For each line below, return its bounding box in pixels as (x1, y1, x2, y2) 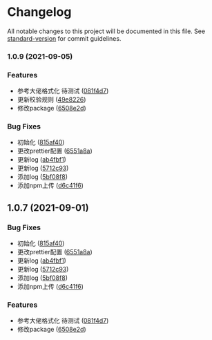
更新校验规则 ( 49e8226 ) (17, 95, 86, 104)
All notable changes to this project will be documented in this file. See (7, 27, 206, 35)
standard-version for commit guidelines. (7, 34, 122, 42)
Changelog (7, 4, 72, 20)
